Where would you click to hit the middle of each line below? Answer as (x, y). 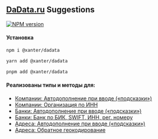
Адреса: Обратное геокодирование (60, 129)
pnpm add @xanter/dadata (37, 72)
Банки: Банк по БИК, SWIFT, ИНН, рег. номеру (74, 117)
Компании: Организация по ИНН (56, 105)
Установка (20, 37)
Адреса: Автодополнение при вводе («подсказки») (80, 124)
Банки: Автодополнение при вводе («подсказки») (78, 111)
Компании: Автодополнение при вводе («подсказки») (83, 98)
